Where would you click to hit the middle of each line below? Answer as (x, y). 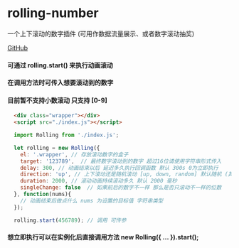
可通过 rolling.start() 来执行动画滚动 (60, 65)
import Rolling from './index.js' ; (67, 135)
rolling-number (53, 13)
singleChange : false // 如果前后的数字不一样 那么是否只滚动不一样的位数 (121, 188)
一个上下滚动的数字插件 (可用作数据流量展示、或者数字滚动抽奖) (101, 33)
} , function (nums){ (43, 194)
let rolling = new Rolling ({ (57, 148)
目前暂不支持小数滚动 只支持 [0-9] (58, 100)
